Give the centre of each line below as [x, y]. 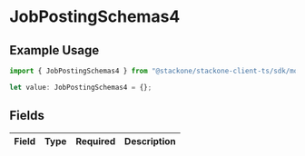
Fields [27, 116]
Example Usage [54, 50]
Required [96, 141]
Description [150, 141]
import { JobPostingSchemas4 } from [79, 71]
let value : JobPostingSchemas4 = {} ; [81, 87]
